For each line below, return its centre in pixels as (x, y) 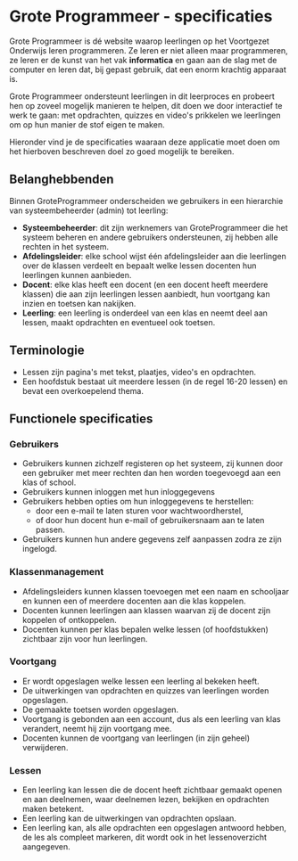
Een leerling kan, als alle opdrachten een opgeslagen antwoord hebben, (154, 828)
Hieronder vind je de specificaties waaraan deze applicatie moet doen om (145, 142)
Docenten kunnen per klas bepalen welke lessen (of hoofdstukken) (145, 629)
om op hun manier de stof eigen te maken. (87, 124)
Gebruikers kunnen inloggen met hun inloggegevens (119, 492)
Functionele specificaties (81, 418)
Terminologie (47, 351)
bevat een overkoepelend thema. (83, 390)
